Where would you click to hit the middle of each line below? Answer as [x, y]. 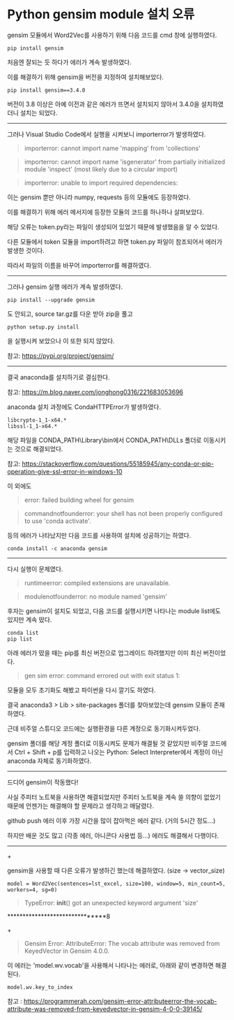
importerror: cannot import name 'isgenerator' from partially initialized [125, 161]
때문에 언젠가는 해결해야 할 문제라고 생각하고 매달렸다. [81, 805]
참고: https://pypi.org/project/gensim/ [61, 355]
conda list [23, 633]
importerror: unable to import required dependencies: [101, 182]
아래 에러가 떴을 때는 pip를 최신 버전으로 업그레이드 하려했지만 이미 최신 [104, 653]
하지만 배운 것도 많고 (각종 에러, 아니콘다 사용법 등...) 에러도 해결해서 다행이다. [113, 835]
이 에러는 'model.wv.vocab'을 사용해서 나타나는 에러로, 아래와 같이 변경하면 [110, 965]
